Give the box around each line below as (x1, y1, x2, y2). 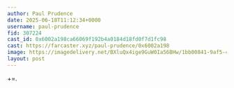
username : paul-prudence (7, 23, 79, 30)
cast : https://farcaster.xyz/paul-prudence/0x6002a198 (7, 42, 170, 49)
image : (7, 49, 26, 56)
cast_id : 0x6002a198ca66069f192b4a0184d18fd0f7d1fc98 (7, 36, 167, 43)
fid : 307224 (7, 29, 42, 37)
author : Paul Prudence (7, 10, 73, 17)
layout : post (7, 55, 45, 62)
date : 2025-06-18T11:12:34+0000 (7, 17, 101, 24)
